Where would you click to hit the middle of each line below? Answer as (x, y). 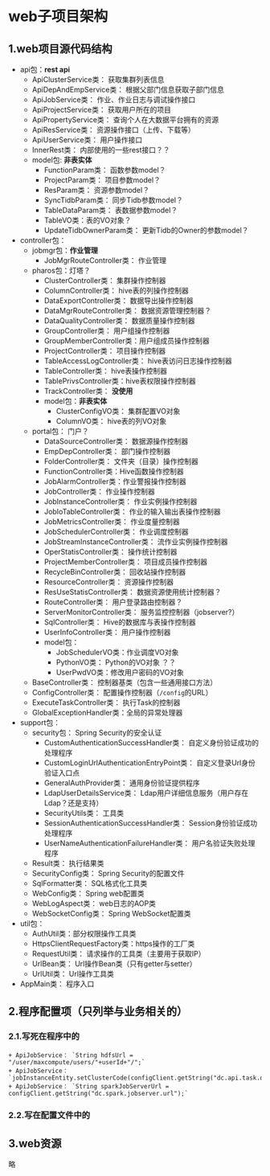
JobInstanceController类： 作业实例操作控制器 (121, 502)
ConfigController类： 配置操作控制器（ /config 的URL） (122, 692)
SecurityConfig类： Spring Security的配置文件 (108, 873)
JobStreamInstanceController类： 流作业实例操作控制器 (136, 542)
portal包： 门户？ (60, 431)
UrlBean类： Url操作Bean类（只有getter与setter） (114, 964)
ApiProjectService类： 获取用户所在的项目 (101, 110)
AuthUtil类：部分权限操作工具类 (84, 934)
